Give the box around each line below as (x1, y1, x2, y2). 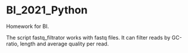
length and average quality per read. (20, 40, 109, 47)
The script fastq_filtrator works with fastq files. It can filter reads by (6, 34, 171, 41)
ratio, (6, 40, 19, 47)
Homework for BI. (6, 23, 49, 30)
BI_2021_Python (6, 3, 88, 17)
